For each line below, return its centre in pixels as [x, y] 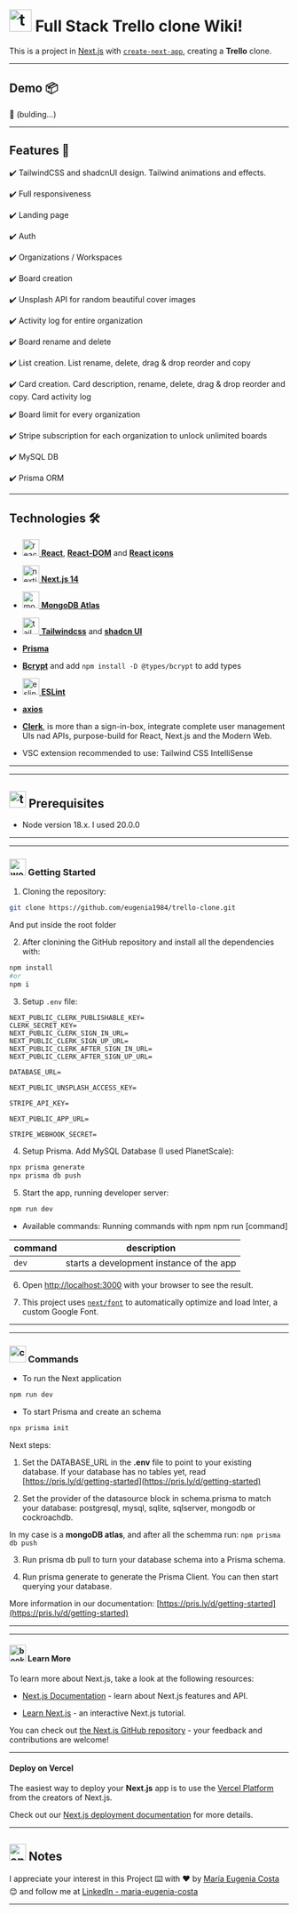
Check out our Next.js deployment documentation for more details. [131, 1815]
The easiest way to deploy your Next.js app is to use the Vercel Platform [141, 1789]
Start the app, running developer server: [95, 1193]
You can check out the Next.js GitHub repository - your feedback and [136, 1730]
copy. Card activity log [50, 397]
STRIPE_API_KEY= [39, 1103]
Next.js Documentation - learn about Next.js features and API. [135, 1695]
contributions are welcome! [59, 1740]
